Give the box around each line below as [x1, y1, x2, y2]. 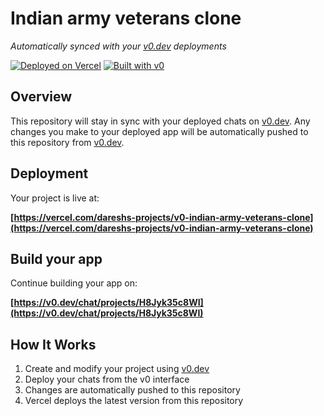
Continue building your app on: [10, 277, 138, 289]
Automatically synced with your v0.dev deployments [10, 40, 227, 52]
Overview [10, 88, 73, 106]
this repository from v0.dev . [10, 136, 125, 148]
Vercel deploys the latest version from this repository [24, 395, 244, 407]
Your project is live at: [10, 192, 100, 204]
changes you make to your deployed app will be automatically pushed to [10, 125, 309, 137]
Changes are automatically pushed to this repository [24, 384, 241, 396]
